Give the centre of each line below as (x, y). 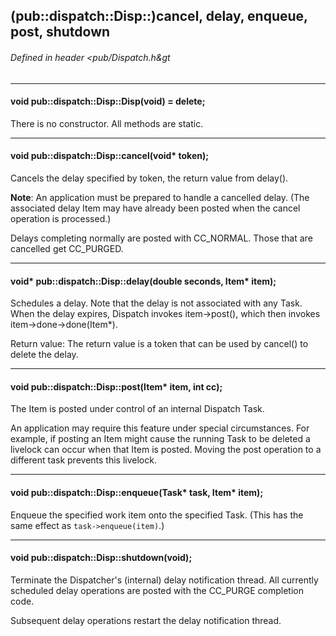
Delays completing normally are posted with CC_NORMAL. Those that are (161, 238)
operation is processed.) (61, 218)
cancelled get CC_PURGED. (67, 248)
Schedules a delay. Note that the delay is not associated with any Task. (156, 303)
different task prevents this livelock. (83, 460)
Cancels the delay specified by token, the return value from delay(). (149, 178)
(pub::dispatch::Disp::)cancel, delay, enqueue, (159, 16)
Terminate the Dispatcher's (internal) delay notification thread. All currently (164, 580)
